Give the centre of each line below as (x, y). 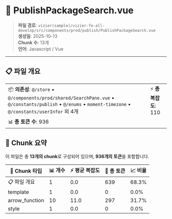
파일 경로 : (27, 25)
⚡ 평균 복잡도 (85, 170)
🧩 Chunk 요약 (26, 143)
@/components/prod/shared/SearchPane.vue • (61, 98)
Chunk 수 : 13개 (33, 42)
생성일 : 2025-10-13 (38, 36)
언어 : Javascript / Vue (41, 49)
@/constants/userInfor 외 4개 (43, 111)
